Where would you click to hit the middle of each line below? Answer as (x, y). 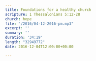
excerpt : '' (17, 28)
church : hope (18, 19)
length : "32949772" (25, 42)
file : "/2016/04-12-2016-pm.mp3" (39, 24)
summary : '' (17, 33)
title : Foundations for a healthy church (48, 10)
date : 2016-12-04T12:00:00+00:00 (39, 47)
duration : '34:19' (24, 38)
